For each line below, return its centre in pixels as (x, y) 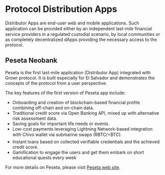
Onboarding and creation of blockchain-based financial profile (76, 102)
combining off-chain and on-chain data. (53, 108)
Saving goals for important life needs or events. (61, 124)
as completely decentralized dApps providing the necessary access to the (81, 39)
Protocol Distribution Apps (61, 9)
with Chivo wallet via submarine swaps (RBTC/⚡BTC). (67, 134)
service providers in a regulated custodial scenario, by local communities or (83, 34)
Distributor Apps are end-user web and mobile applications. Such (72, 23)
